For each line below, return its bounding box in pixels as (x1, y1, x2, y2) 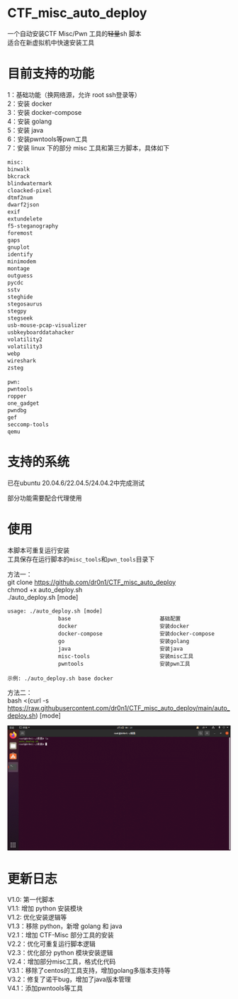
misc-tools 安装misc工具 (57, 652, 193, 660)
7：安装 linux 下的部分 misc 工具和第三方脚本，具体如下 (7, 143, 170, 152)
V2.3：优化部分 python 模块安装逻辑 (7, 949, 113, 957)
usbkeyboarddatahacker (7, 328, 74, 336)
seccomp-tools (7, 420, 50, 428)
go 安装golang (57, 637, 190, 644)
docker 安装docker (57, 623, 190, 630)
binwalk (7, 165, 30, 173)
